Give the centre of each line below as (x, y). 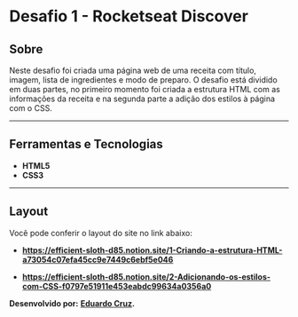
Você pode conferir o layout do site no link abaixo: (101, 233)
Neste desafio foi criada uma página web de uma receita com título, (133, 70)
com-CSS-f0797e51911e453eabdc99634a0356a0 (117, 286)
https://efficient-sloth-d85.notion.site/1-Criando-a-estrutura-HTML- (152, 250)
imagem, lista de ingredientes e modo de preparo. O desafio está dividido (143, 80)
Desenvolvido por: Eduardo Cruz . (72, 303)
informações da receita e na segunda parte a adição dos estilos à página (142, 99)
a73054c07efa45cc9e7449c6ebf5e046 (98, 259)
